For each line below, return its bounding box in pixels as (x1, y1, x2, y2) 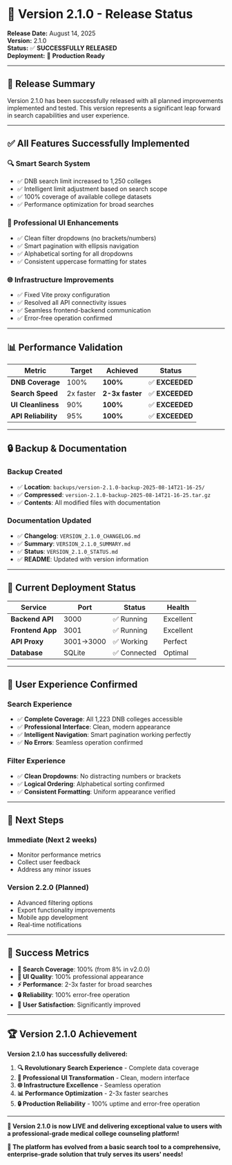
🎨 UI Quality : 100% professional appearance (17, 973, 144, 981)
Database (10, 648, 43, 658)
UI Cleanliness (10, 400, 59, 409)
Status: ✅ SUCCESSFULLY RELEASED (7, 44, 117, 52)
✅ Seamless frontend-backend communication (17, 306, 151, 315)
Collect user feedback (17, 858, 81, 866)
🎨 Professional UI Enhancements (7, 218, 119, 227)
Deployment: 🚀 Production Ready (7, 51, 105, 59)
